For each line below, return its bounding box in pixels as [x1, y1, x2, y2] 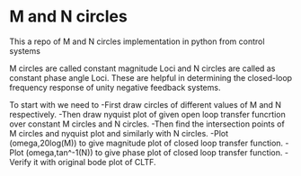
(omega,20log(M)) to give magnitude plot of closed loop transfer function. [9, 137, 284, 148]
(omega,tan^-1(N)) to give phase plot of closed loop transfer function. [25, 146, 283, 158]
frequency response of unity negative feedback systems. [9, 82, 221, 92]
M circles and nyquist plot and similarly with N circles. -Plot [9, 128, 229, 138]
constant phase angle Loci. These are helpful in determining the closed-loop [9, 72, 293, 83]
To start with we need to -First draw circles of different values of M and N [9, 99, 281, 110]
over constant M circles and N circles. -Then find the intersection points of [9, 119, 285, 129]
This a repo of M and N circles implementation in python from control [9, 36, 265, 47]
